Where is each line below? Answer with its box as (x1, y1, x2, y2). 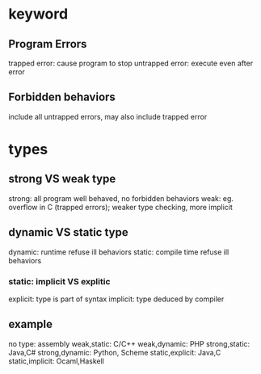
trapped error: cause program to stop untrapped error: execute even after (8, 58, 253, 68)
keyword (8, 5, 69, 23)
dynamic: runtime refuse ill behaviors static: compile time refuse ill (8, 247, 229, 257)
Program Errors (8, 37, 87, 51)
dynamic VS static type (8, 225, 128, 239)
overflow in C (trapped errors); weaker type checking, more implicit (8, 202, 233, 212)
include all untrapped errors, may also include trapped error (8, 111, 208, 121)
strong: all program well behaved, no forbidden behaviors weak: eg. (8, 193, 234, 203)
